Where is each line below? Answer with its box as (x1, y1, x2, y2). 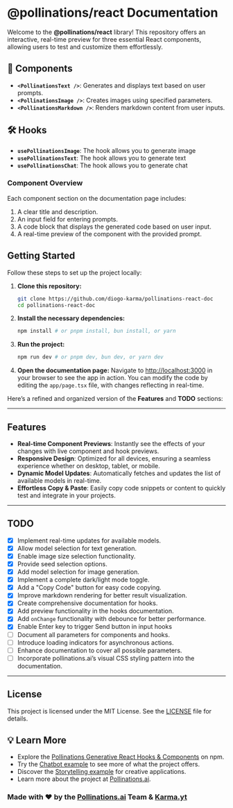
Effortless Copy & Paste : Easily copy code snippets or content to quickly (17, 484, 226, 492)
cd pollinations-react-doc (17, 302, 96, 308)
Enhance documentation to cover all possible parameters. (17, 646, 182, 654)
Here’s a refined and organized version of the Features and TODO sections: (7, 395, 223, 403)
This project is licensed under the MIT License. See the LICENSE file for (7, 707, 212, 715)
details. (7, 714, 28, 723)
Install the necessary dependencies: (17, 314, 125, 322)
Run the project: (17, 340, 65, 349)
